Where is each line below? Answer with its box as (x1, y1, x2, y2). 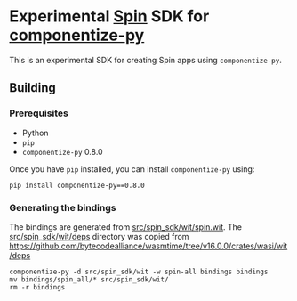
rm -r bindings (9, 282, 66, 291)
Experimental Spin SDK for (9, 6, 210, 27)
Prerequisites (9, 107, 68, 119)
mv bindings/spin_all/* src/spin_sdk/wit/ (9, 274, 169, 284)
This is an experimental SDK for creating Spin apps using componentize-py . (9, 54, 282, 65)
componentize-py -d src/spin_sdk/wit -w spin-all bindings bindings (9, 267, 269, 276)
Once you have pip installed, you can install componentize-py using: (9, 163, 255, 175)
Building (9, 80, 56, 95)
